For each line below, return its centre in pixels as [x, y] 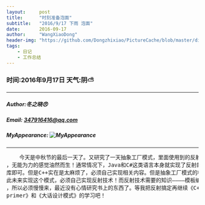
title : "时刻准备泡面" [39, 18]
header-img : [21, 40]
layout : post [28, 12]
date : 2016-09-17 [37, 29]
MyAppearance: [27, 135]
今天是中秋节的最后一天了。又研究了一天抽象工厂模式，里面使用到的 [105, 157]
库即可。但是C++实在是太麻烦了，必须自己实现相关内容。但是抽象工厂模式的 [102, 172]
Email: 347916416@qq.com [42, 120]
